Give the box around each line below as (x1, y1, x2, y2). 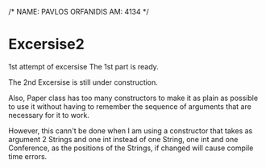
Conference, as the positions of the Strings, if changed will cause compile (8, 143, 254, 153)
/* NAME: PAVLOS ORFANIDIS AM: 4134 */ (8, 7, 149, 16)
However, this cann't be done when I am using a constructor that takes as (8, 125, 253, 136)
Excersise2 (8, 36, 85, 53)
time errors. (8, 151, 48, 161)
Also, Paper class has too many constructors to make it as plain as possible (8, 93, 259, 103)
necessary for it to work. (8, 110, 90, 120)
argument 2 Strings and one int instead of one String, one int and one (8, 134, 239, 144)
